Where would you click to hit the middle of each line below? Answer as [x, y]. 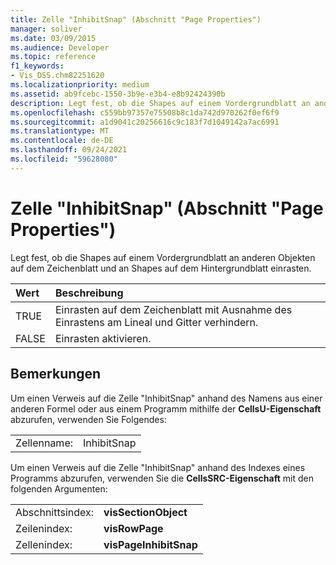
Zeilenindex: [44, 528]
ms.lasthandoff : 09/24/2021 [69, 150]
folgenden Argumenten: [59, 488]
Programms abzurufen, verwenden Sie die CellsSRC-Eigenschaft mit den [162, 478]
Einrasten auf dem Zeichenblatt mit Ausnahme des [173, 309]
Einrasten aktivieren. [103, 338]
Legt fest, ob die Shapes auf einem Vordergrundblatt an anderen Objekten [163, 257]
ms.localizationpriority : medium [80, 85]
